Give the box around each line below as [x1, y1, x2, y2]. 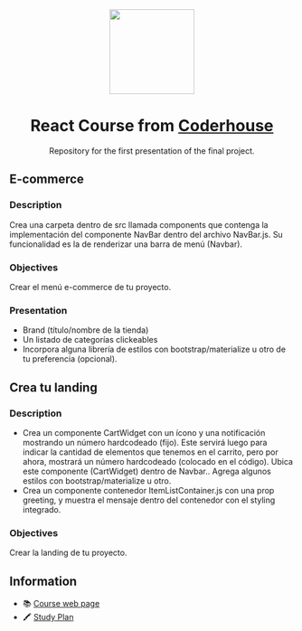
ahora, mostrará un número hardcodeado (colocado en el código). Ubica [22, 456, 294, 466]
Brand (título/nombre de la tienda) [22, 325, 149, 335]
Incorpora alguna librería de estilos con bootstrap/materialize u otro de [22, 344, 287, 355]
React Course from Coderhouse [30, 116, 274, 137]
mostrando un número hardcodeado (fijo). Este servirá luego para [22, 437, 268, 447]
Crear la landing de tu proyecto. [9, 547, 127, 559]
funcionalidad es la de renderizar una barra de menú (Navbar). [9, 239, 242, 250]
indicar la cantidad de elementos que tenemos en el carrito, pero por [22, 447, 278, 457]
